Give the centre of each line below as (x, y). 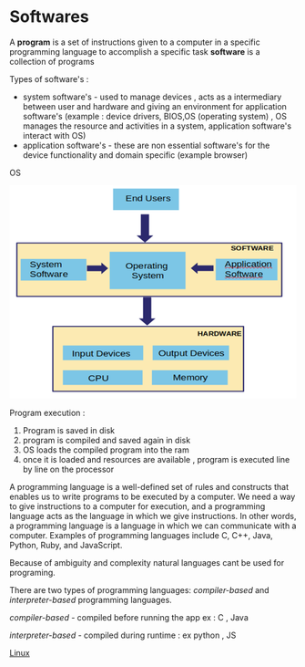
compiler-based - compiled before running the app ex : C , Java (129, 617)
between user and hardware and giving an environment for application (154, 106)
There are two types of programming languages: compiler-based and (140, 589)
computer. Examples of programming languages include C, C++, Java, (141, 535)
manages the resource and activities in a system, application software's (157, 126)
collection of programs (52, 61)
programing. (33, 572)
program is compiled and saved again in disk (107, 440)
